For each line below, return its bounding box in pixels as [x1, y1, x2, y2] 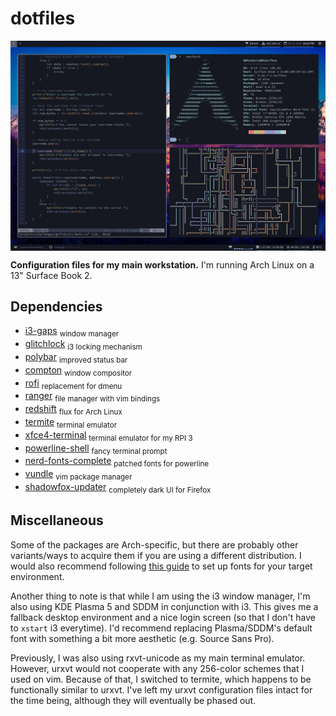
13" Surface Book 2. [10, 269, 93, 281]
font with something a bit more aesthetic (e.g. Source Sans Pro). [10, 632, 275, 644]
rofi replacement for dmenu [24, 377, 123, 391]
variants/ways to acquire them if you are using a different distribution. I [10, 549, 302, 561]
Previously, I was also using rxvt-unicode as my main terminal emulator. [10, 652, 306, 664]
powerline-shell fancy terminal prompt [24, 442, 168, 456]
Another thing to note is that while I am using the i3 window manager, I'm [10, 590, 311, 602]
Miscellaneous [10, 512, 104, 529]
